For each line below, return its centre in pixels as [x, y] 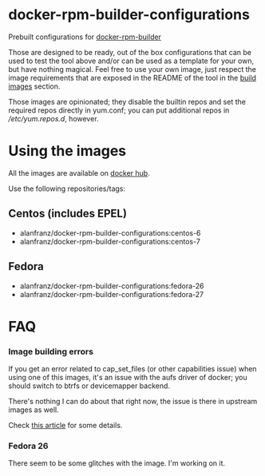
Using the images [67, 151]
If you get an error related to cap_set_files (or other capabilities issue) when [132, 368]
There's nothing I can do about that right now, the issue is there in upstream [133, 401]
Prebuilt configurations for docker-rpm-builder [85, 37]
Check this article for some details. [65, 425]
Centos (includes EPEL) [68, 214]
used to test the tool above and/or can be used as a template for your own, [131, 61]
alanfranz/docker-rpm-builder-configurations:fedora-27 [112, 294]
